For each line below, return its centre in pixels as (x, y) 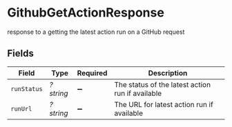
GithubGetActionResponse (86, 13)
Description (168, 72)
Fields (21, 53)
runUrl (21, 109)
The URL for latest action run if (164, 104)
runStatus (27, 89)
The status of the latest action (162, 84)
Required (92, 72)
